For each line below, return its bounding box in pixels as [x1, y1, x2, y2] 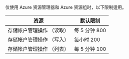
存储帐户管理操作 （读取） [7, 27, 69, 34]
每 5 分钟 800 [74, 27, 106, 34]
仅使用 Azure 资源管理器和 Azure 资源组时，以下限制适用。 [5, 4, 126, 10]
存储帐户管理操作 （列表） [7, 46, 69, 52]
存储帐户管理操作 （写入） [7, 36, 69, 43]
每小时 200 [74, 36, 100, 43]
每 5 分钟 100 [74, 46, 106, 52]
